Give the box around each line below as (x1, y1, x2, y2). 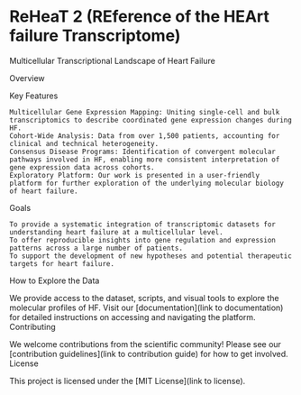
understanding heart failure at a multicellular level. (9, 227, 223, 236)
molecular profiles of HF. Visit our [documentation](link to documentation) (9, 302, 284, 313)
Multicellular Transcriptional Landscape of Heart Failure (9, 55, 216, 66)
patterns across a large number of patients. (9, 243, 183, 253)
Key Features (9, 90, 59, 101)
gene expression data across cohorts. (9, 162, 155, 172)
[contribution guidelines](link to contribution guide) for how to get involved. (9, 348, 288, 359)
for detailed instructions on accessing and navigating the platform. (9, 311, 256, 322)
